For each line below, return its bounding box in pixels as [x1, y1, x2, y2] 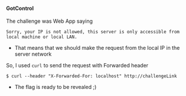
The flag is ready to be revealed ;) [14, 84, 97, 91]
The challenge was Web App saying [6, 18, 93, 25]
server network [14, 50, 52, 58]
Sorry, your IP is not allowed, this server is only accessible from [6, 29, 180, 35]
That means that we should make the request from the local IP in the [14, 44, 180, 52]
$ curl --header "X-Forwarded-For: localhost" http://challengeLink [6, 73, 177, 79]
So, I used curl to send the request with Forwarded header [6, 62, 148, 69]
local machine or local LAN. [6, 34, 77, 40]
